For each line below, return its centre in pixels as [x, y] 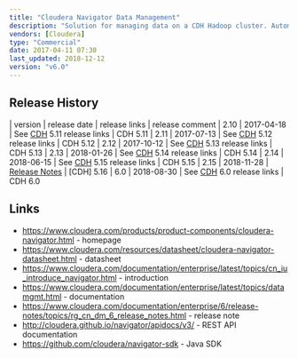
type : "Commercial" [45, 42]
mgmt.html [42, 296]
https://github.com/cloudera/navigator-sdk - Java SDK [122, 344]
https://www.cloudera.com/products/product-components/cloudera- [148, 230]
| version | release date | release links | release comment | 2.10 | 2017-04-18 [148, 124]
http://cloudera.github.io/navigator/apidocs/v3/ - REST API [129, 324]
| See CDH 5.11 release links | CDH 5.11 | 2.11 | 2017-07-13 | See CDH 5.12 [141, 133]
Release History [54, 103]
